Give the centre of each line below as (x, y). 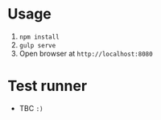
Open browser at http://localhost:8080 (86, 53)
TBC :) (31, 108)
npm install (39, 37)
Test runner (47, 86)
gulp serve (37, 45)
